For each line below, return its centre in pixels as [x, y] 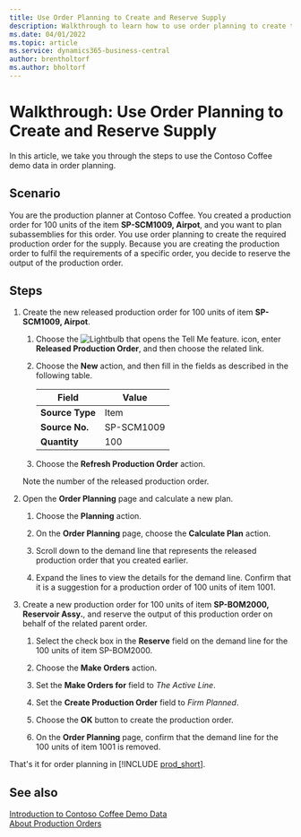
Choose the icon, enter [158, 339]
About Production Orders [56, 824]
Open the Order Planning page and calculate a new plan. [128, 499]
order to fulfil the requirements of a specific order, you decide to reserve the [150, 253]
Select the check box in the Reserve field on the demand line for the [162, 641]
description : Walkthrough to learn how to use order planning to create [148, 26]
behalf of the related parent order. [85, 624]
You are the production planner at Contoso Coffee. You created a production [150, 215]
